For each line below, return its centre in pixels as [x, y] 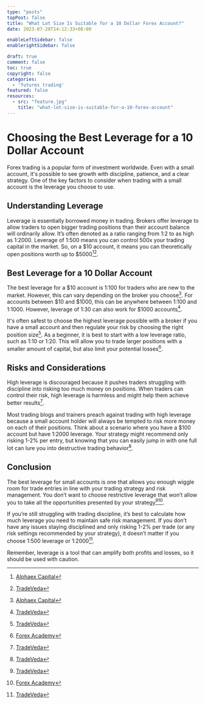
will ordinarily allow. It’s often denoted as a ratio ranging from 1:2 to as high [100, 233]
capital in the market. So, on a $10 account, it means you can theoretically [99, 246]
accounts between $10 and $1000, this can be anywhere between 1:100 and [102, 301]
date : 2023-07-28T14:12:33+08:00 [49, 29]
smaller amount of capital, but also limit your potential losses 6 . [85, 348]
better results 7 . [26, 402]
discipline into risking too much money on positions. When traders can [95, 389]
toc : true [19, 68]
